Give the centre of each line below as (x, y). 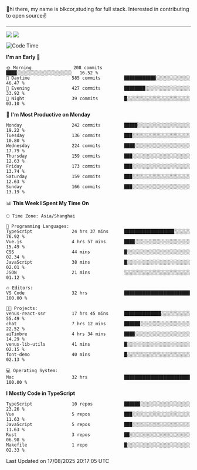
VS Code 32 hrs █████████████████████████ (98, 293)
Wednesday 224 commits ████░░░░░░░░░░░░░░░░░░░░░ (98, 146)
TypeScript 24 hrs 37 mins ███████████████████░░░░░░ (98, 231)
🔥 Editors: (20, 288)
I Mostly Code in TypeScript (40, 393)
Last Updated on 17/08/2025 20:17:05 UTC (58, 461)
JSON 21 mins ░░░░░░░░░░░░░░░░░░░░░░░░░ (98, 273)
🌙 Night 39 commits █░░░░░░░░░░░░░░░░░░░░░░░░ (98, 98)
